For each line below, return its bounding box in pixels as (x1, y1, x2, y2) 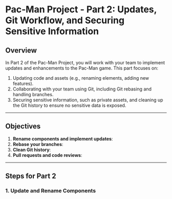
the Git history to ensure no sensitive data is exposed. (12, 102, 126, 108)
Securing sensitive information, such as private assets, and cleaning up (12, 97, 163, 103)
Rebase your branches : (12, 141, 63, 147)
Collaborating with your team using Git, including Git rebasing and (12, 86, 152, 92)
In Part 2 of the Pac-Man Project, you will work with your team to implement (5, 60, 165, 65)
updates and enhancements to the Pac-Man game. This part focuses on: (5, 65, 159, 71)
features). (12, 81, 34, 86)
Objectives (5, 122, 41, 131)
